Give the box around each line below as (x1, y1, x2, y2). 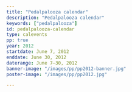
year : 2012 (6, 43, 34, 49)
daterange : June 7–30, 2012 (6, 60, 78, 66)
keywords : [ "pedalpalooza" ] (6, 20, 78, 26)
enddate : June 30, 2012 (6, 54, 67, 60)
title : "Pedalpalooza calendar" (6, 9, 88, 15)
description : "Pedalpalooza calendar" (6, 15, 105, 21)
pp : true (6, 37, 29, 43)
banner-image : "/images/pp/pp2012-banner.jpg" (6, 65, 127, 72)
